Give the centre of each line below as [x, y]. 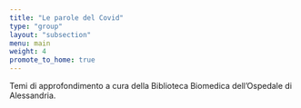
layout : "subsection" [50, 34]
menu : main [30, 43]
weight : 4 [28, 52]
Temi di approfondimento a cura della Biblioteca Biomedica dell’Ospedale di [151, 86]
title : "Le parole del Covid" [67, 18]
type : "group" [36, 26]
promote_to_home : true [52, 60]
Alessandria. [33, 95]
